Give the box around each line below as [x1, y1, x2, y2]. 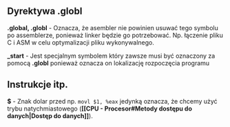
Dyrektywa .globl [7, 5, 83, 17]
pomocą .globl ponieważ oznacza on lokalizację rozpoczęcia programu [7, 58, 210, 67]
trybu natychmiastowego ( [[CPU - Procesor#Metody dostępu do [7, 104, 193, 113]
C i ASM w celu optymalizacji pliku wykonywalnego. [7, 38, 155, 47]
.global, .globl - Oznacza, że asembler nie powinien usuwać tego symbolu [7, 23, 218, 32]
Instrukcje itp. [7, 79, 68, 91]
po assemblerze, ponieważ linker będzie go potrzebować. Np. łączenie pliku [7, 31, 224, 39]
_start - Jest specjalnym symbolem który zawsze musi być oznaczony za [7, 51, 216, 60]
